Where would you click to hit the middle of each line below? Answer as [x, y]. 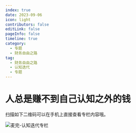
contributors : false [27, 24]
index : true [18, 10]
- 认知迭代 [20, 67]
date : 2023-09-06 [24, 15]
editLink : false [22, 29]
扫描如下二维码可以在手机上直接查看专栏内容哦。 [57, 114]
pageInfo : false [22, 34]
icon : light [18, 20]
